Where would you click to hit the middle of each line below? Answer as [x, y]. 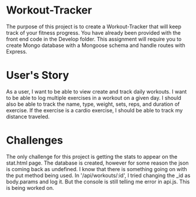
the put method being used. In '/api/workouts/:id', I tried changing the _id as [98, 175]
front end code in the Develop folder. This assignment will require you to [94, 39]
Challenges [35, 140]
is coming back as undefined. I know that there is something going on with [97, 169]
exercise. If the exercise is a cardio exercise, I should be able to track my [94, 110]
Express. [17, 51]
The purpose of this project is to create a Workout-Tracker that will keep [94, 26]
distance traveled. [28, 116]
